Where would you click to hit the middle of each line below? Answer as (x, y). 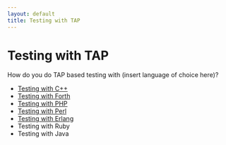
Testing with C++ (43, 88)
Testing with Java (43, 134)
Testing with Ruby (44, 126)
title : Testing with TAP (44, 21)
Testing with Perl (42, 111)
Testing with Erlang (46, 119)
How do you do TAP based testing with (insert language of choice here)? (113, 75)
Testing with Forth (44, 96)
